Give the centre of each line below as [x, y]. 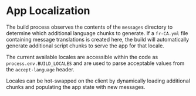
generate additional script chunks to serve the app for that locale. [85, 46]
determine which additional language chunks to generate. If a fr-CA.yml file [97, 33]
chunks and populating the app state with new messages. [76, 87]
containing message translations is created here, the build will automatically [98, 39]
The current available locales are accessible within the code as [82, 57]
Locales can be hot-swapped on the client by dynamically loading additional [98, 81]
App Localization [48, 11]
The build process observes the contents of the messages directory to [89, 27]
